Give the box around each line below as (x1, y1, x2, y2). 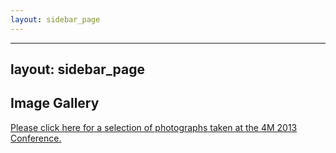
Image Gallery (10, 95, 100, 112)
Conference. (10, 132, 62, 144)
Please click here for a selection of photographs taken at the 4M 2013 (10, 121, 298, 133)
